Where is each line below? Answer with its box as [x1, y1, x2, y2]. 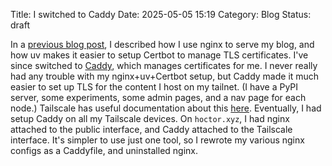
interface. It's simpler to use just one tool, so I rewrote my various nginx [10, 134, 305, 146]
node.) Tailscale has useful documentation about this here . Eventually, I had [10, 102, 322, 114]
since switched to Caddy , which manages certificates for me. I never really [10, 60, 318, 71]
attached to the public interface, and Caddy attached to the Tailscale [10, 124, 293, 135]
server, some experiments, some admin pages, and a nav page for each [10, 92, 307, 103]
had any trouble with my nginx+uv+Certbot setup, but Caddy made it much [10, 70, 320, 82]
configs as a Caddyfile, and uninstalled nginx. [10, 145, 199, 156]
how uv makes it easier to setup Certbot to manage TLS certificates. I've [10, 49, 309, 61]
